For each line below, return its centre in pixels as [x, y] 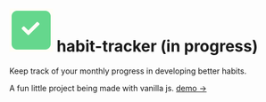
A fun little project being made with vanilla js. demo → [108, 88]
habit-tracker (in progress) [158, 47]
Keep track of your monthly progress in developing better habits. [128, 71]
